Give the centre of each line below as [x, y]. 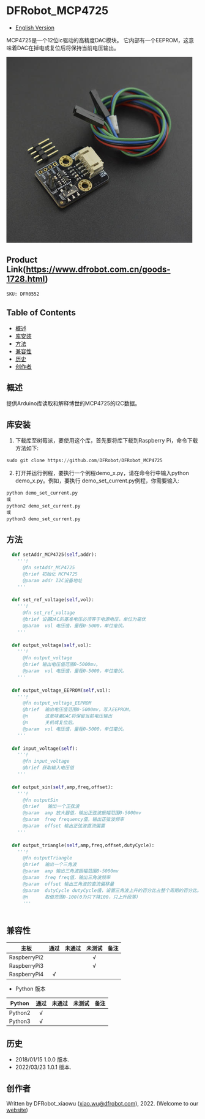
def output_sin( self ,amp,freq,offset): [63, 787]
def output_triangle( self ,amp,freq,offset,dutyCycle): [83, 845]
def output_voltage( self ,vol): [52, 645]
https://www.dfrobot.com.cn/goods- [98, 270]
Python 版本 [30, 989]
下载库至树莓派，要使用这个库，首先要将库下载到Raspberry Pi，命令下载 [106, 441]
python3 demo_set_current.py [43, 519]
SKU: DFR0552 [23, 294]
